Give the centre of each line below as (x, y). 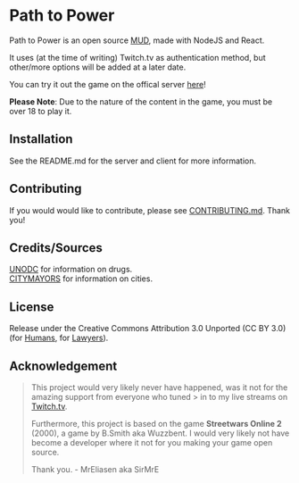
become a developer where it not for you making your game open (152, 442)
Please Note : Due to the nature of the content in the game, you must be (141, 101)
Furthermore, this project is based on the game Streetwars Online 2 (156, 424)
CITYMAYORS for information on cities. (81, 279)
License (32, 307)
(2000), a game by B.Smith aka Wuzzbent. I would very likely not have (160, 433)
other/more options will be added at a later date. (98, 67)
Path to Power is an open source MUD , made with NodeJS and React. (137, 40)
